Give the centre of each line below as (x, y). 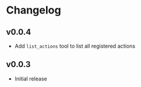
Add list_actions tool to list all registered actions (75, 46)
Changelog (34, 10)
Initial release (31, 78)
